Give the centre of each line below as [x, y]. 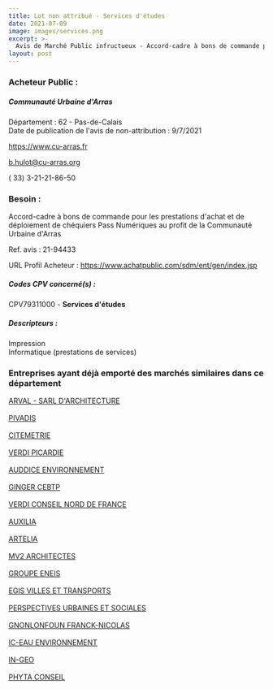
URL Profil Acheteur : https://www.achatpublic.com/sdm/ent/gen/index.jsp [133, 266]
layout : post [30, 54]
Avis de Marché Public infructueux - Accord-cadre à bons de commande [138, 46]
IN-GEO [22, 660]
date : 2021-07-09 [38, 24]
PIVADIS [22, 418]
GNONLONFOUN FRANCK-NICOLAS [69, 626]
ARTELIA [23, 539]
